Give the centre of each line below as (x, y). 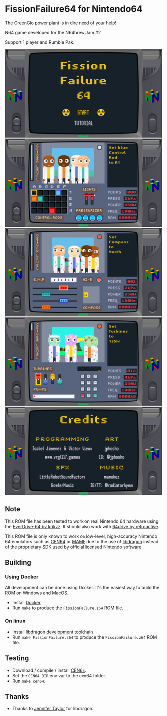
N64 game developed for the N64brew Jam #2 (53, 32)
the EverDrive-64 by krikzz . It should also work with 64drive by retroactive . (82, 526)
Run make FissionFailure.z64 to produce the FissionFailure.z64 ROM (84, 637)
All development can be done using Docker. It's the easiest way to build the (82, 588)
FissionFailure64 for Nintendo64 (74, 9)
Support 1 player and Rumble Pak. (40, 42)
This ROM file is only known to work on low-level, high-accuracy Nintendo (81, 536)
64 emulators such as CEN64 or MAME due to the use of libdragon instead (82, 541)
